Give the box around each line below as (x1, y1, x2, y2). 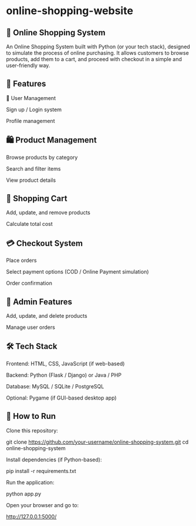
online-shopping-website (6, 4, 134, 18)
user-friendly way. (6, 62, 50, 69)
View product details (6, 177, 56, 184)
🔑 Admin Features (6, 297, 72, 307)
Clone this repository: (6, 427, 59, 434)
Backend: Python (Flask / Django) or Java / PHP (6, 371, 122, 378)
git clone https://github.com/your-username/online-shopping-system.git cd (6, 438, 189, 445)
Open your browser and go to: (6, 501, 79, 508)
